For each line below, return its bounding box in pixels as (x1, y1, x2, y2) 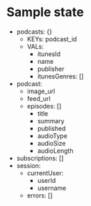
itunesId (37, 50, 60, 58)
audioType (37, 131, 67, 140)
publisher (37, 64, 65, 73)
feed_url (26, 94, 51, 102)
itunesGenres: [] (37, 71, 84, 81)
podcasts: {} (16, 27, 53, 36)
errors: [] (26, 191, 53, 200)
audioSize (37, 139, 66, 147)
